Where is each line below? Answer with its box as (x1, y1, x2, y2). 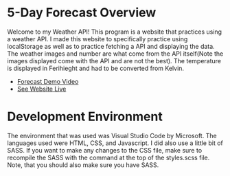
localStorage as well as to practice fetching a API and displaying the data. (7, 42, 215, 50)
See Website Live (16, 85, 67, 93)
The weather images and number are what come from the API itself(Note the (7, 49, 224, 58)
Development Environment (7, 109, 163, 124)
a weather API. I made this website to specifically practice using (7, 34, 188, 43)
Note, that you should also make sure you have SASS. (7, 160, 159, 169)
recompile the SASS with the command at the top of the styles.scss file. (7, 153, 210, 162)
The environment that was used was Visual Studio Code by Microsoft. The (7, 131, 218, 140)
